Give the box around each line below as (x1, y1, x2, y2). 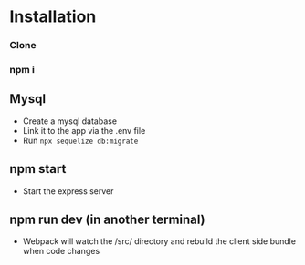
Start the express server (22, 185, 114, 197)
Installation (9, 6, 97, 27)
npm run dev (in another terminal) (9, 212, 205, 228)
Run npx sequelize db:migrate (22, 135, 139, 146)
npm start (9, 161, 67, 177)
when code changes (22, 246, 100, 257)
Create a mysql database (22, 116, 117, 127)
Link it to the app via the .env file (22, 125, 146, 136)
